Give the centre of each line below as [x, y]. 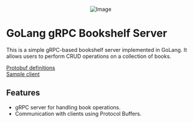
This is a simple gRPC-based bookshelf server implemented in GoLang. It [97, 50]
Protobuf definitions [31, 67]
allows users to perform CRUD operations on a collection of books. [89, 56]
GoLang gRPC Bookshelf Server [87, 33]
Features [23, 93]
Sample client [23, 74]
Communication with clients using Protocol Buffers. [78, 113]
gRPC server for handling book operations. [68, 107]
